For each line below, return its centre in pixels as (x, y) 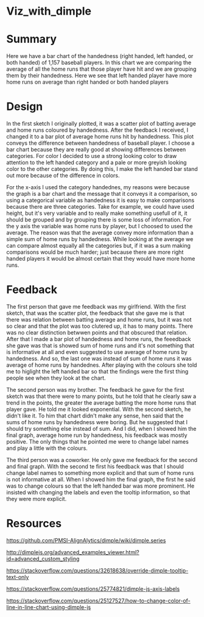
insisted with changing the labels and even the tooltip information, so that (98, 492)
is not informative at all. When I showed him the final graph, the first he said (101, 479)
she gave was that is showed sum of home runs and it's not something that (100, 345)
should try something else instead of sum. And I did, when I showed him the (101, 429)
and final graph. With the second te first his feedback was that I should (95, 466)
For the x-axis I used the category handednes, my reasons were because (98, 187)
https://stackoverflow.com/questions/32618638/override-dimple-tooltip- (97, 570)
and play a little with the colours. (47, 448)
